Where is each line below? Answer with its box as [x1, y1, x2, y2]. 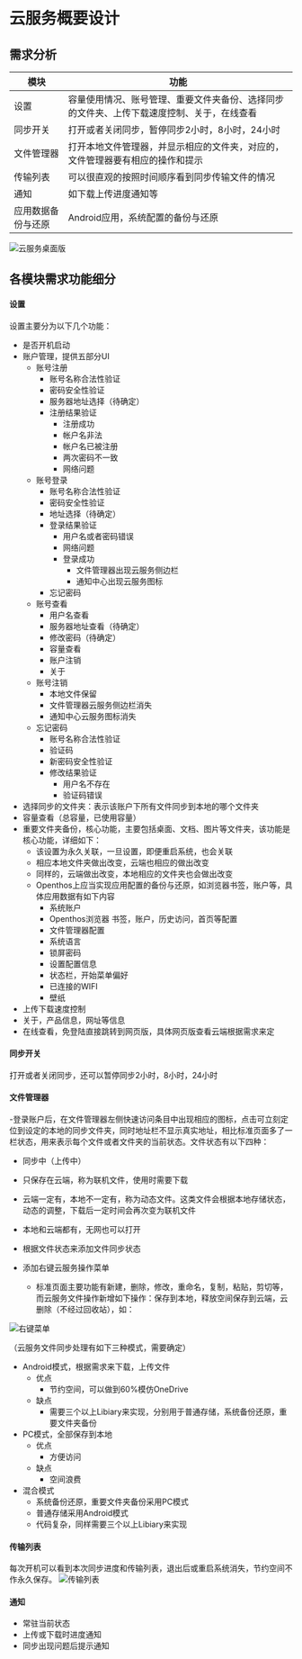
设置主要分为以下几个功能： [9, 320, 112, 331]
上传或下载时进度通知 [22, 1629, 102, 1640]
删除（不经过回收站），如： [35, 1304, 135, 1314]
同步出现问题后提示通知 [22, 1640, 110, 1652]
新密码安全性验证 [49, 755, 113, 766]
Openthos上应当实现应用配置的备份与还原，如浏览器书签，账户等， [35, 879, 285, 890]
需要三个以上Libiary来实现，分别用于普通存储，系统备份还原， [49, 1406, 280, 1417]
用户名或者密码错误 [62, 530, 135, 541]
